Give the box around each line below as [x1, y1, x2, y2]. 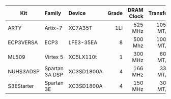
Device [68, 10, 86, 17]
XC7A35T [68, 25, 93, 31]
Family [44, 10, 62, 17]
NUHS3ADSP [8, 68, 40, 75]
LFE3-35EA [68, 39, 98, 46]
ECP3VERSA [8, 39, 38, 46]
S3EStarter [8, 83, 34, 89]
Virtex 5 [44, 54, 64, 60]
